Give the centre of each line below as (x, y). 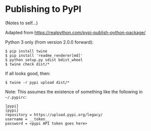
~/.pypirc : (16, 97)
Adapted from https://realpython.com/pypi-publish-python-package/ (75, 32)
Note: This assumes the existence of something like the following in (74, 92)
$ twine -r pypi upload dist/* (37, 82)
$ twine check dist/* (27, 64)
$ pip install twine (26, 51)
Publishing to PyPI (43, 9)
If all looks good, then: (28, 73)
